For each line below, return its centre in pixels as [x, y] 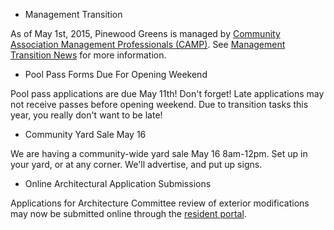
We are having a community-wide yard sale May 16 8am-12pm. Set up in [159, 153]
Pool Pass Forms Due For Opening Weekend [116, 74]
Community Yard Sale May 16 [85, 134]
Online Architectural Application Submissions [118, 183]
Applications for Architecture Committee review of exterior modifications [160, 203]
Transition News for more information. [88, 55]
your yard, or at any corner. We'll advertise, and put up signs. [136, 164]
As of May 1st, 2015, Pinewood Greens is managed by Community [145, 33]
